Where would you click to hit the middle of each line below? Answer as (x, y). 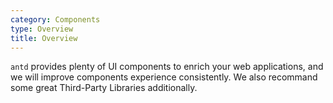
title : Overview (44, 38)
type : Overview (42, 29)
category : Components (55, 19)
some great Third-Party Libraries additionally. (104, 88)
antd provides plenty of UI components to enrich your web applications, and (167, 67)
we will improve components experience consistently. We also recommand (164, 77)
